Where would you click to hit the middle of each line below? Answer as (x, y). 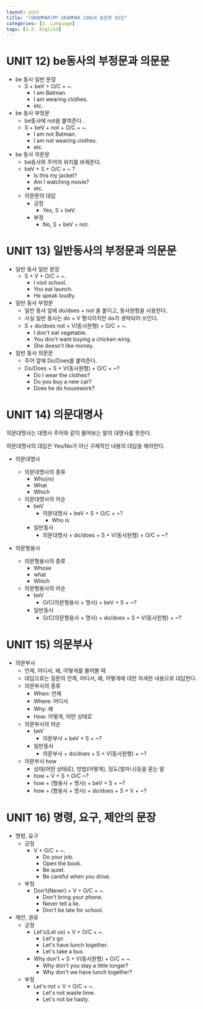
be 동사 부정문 (32, 113)
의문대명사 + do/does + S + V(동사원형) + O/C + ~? (105, 535)
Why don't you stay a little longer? (85, 966)
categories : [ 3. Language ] (41, 23)
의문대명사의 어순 (45, 499)
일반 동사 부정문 (34, 303)
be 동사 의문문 (32, 154)
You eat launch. (53, 289)
